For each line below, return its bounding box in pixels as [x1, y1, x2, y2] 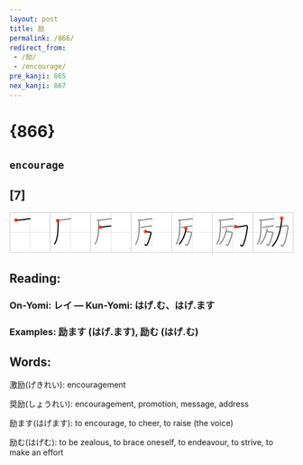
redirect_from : [9, 43, 67, 52]
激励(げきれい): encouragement [9, 379, 126, 390]
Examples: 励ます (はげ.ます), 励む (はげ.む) [9, 326, 199, 339]
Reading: [9, 271, 61, 286]
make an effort [9, 447, 64, 458]
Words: [9, 354, 51, 369]
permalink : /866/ [9, 33, 75, 42]
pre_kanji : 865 [9, 72, 67, 81]
